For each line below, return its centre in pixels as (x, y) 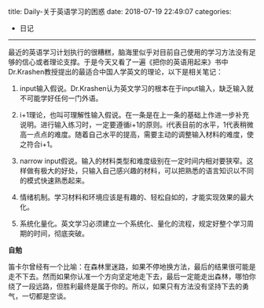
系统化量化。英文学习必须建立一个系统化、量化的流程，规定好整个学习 (133, 223)
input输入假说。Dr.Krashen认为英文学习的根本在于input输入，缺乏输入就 (136, 88)
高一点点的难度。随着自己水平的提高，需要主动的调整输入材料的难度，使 (136, 134)
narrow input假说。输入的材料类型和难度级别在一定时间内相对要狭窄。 (133, 161)
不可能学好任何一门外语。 (61, 98)
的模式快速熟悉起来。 (54, 180)
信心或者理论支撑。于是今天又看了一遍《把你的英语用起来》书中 (125, 62)
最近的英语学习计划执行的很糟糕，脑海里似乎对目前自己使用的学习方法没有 (128, 52)
